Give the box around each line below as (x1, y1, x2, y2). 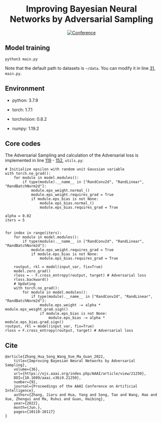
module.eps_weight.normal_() (31, 188, 90, 193)
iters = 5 (5, 218, 25, 223)
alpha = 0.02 (5, 213, 32, 219)
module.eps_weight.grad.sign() (5, 307, 68, 312)
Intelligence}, (5, 388, 36, 393)
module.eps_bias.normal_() (39, 201, 95, 206)
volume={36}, (14, 367, 40, 372)
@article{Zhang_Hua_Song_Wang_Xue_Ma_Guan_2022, (5, 354, 105, 359)
